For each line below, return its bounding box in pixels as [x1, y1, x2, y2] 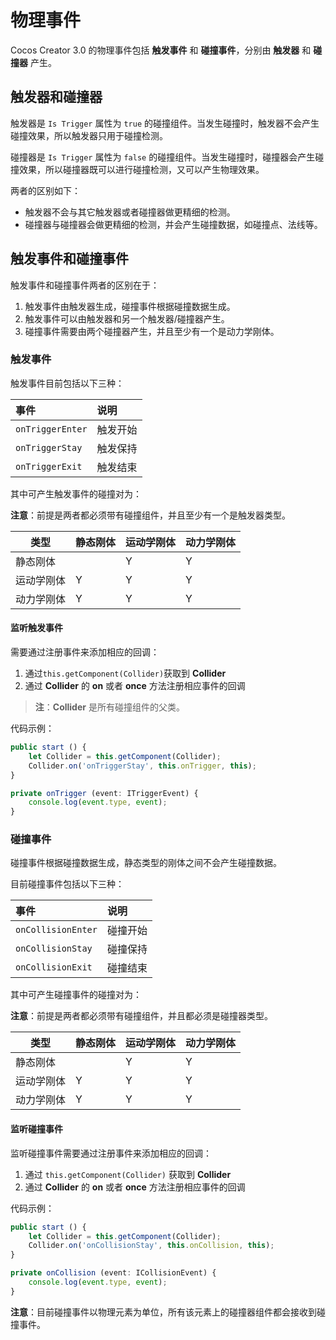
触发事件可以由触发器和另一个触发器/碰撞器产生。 [24, 312, 230, 325]
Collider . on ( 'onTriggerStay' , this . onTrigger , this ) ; [28, 761, 257, 771]
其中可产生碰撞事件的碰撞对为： [10, 989, 142, 1001]
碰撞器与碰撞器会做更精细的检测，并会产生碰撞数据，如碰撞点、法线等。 [24, 218, 323, 230]
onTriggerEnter [15, 423, 88, 435]
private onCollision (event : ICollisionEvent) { [10, 1268, 217, 1278]
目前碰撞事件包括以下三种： [10, 878, 125, 890]
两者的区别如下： [10, 184, 81, 196]
